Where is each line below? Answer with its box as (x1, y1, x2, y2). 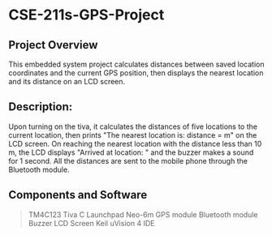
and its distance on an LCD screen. (8, 77, 126, 86)
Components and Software (8, 188, 148, 202)
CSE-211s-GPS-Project (8, 6, 165, 24)
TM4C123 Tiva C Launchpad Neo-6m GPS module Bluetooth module (28, 209, 258, 220)
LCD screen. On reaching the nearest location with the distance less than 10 (8, 139, 262, 148)
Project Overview (8, 38, 98, 52)
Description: (8, 100, 73, 114)
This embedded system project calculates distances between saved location (8, 59, 265, 69)
